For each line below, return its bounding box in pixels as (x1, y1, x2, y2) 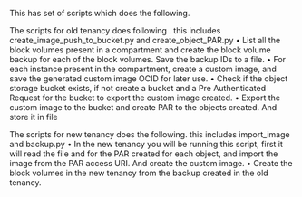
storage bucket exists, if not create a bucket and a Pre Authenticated (9, 83, 267, 93)
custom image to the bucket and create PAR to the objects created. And (9, 102, 278, 112)
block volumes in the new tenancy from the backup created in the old (9, 167, 269, 178)
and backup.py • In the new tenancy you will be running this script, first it (9, 139, 284, 149)
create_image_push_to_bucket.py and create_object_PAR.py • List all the (9, 35, 281, 45)
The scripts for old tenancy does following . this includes (9, 25, 221, 35)
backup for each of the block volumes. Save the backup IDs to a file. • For (9, 54, 287, 64)
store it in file (9, 112, 58, 122)
